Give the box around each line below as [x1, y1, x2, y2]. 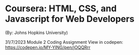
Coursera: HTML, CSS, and [5, 3, 117, 14]
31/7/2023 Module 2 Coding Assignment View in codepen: [5, 39, 124, 45]
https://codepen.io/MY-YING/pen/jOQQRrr [5, 44, 91, 50]
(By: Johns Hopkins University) [5, 29, 68, 35]
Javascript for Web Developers [5, 13, 135, 25]
